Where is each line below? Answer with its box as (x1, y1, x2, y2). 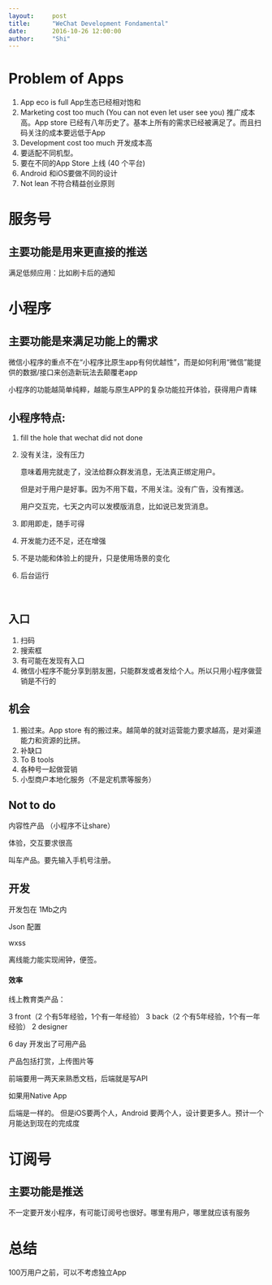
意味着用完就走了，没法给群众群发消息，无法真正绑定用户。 (19, 467, 220, 476)
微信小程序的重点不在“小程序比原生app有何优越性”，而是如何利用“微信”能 (8, 357, 254, 367)
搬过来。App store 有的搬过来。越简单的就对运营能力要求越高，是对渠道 (19, 725, 261, 735)
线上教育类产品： (8, 994, 66, 1004)
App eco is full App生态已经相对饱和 (19, 97, 141, 107)
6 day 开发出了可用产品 (8, 1039, 87, 1049)
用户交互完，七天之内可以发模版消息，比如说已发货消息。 (19, 501, 213, 511)
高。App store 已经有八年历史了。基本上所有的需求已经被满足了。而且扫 (19, 118, 261, 128)
